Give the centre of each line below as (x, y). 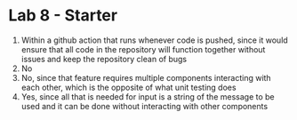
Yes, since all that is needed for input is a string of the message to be (148, 96)
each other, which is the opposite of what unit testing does (128, 87)
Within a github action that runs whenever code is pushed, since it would (154, 40)
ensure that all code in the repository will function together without (143, 49)
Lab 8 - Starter (63, 16)
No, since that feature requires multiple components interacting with (146, 77)
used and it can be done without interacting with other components (144, 106)
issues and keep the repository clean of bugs (104, 59)
